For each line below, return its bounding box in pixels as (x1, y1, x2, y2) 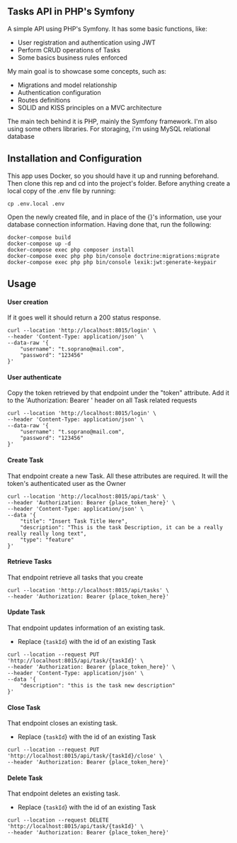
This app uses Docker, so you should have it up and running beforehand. (7, 171, 219, 180)
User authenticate (7, 373, 62, 381)
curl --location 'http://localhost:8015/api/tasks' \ (7, 587, 170, 594)
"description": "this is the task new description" (20, 682, 175, 689)
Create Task (7, 456, 44, 465)
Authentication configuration (17, 88, 101, 96)
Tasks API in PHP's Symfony (7, 6, 135, 18)
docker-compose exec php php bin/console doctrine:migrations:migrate (7, 252, 220, 259)
